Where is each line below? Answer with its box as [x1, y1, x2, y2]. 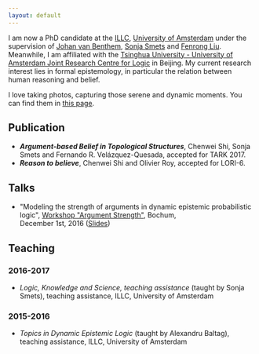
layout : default [8, 11, 61, 20]
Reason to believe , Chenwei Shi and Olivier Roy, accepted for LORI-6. [19, 159, 246, 168]
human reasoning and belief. [8, 75, 100, 84]
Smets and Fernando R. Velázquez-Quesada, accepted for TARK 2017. [19, 150, 246, 159]
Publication [8, 121, 65, 134]
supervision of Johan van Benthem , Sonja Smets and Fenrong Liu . [8, 41, 222, 51]
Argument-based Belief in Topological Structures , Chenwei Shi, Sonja [19, 142, 251, 151]
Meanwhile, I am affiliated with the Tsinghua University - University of [8, 49, 233, 59]
